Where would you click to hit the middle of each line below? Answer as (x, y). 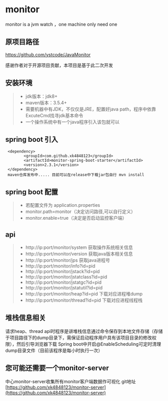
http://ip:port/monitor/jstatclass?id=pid (66, 277)
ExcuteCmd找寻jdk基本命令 (54, 115)
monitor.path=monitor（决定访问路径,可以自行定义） (80, 212)
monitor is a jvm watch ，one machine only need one (61, 24)
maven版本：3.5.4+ (46, 102)
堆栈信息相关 (26, 318)
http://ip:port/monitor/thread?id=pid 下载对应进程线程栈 (84, 300)
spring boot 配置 (32, 192)
